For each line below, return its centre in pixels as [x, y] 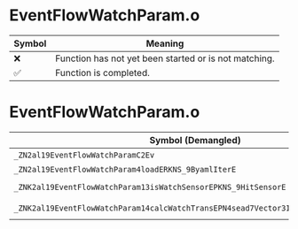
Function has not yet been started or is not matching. [165, 58]
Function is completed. [102, 73]
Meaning [165, 43]
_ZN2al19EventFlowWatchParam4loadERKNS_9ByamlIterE [125, 169]
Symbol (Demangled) [195, 140]
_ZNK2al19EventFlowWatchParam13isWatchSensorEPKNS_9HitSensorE [150, 187]
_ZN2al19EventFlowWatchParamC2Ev [84, 155]
